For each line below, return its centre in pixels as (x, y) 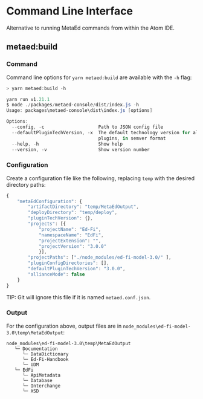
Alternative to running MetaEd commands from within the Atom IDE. (91, 28)
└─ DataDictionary (45, 354)
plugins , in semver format (132, 138)
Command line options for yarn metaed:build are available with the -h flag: (99, 77)
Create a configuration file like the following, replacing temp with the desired (101, 178)
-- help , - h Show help (67, 144)
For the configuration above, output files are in (64, 326)
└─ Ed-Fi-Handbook (45, 359)
